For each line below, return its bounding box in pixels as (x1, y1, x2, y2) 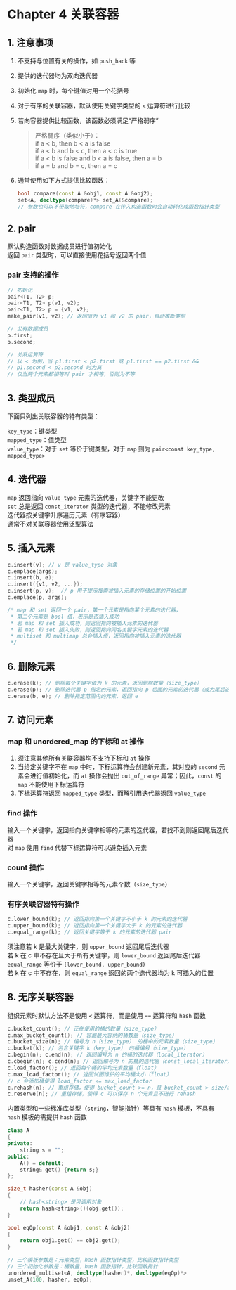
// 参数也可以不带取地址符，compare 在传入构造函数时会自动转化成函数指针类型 (17, 203, 220, 210)
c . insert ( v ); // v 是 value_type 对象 (7, 561, 118, 568)
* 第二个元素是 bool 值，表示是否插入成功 (10, 613, 119, 620)
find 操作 (7, 808, 38, 818)
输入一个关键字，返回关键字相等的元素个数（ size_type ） (7, 879, 171, 888)
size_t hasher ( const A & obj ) (7, 1185, 93, 1192)
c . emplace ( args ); (7, 567, 58, 575)
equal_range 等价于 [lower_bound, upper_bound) (7, 960, 146, 968)
